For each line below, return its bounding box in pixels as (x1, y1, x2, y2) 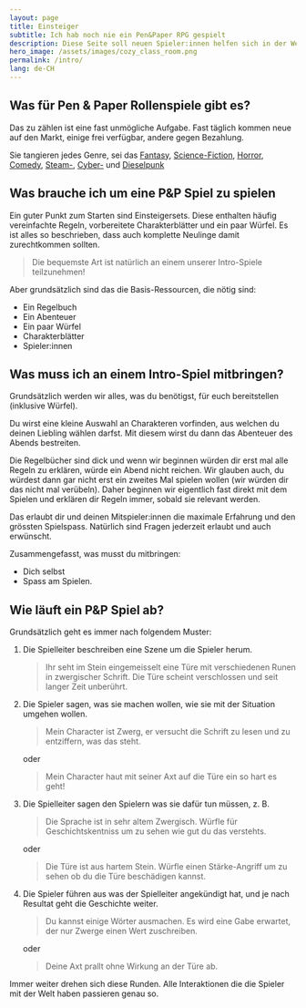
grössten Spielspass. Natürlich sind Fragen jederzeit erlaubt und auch (9, 521, 271, 532)
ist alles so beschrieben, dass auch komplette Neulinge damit (9, 229, 240, 240)
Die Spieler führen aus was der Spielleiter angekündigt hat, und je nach (22, 889, 290, 900)
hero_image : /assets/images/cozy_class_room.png (9, 47, 198, 57)
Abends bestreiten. (9, 437, 81, 448)
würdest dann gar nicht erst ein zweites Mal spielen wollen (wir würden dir (9, 475, 289, 486)
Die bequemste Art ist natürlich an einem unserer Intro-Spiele (31, 256, 262, 267)
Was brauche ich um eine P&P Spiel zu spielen (9, 186, 276, 201)
